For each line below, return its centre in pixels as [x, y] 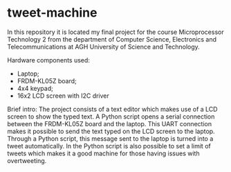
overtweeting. [27, 160]
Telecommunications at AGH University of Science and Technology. [104, 46]
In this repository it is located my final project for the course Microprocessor [115, 32]
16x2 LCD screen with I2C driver [63, 96]
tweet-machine [52, 13]
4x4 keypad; [35, 88]
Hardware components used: [48, 60]
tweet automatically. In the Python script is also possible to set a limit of [109, 146]
